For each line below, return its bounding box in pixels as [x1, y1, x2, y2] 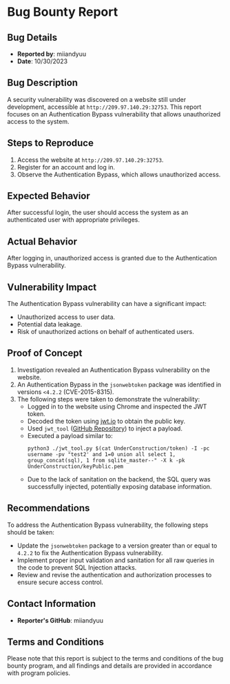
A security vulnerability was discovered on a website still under [7, 95, 187, 103]
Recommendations [7, 502, 90, 514]
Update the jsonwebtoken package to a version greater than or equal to [17, 541, 218, 550]
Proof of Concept [7, 347, 83, 359]
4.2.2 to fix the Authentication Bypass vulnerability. [17, 548, 163, 557]
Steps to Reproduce [7, 137, 94, 149]
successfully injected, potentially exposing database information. [27, 482, 212, 490]
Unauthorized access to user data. [17, 313, 116, 321]
